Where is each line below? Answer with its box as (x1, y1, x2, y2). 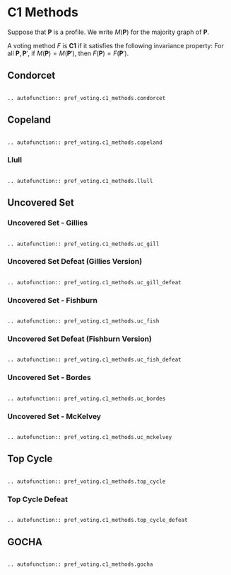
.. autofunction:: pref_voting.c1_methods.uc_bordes (7, 395, 166, 402)
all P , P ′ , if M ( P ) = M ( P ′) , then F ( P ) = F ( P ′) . (7, 49, 129, 57)
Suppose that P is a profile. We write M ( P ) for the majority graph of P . (7, 28, 210, 36)
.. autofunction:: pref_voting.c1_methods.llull (7, 177, 153, 184)
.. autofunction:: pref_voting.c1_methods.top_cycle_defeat (7, 517, 189, 524)
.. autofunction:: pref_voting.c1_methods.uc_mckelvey (7, 434, 172, 441)
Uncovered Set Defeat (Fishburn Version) (7, 334, 152, 344)
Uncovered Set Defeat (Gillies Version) (7, 257, 143, 267)
